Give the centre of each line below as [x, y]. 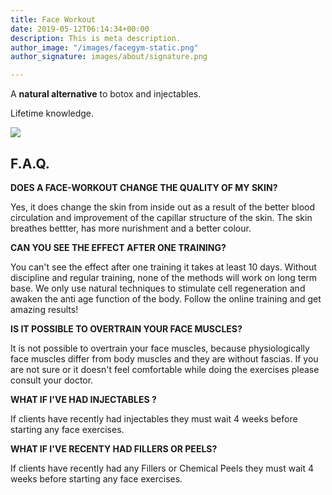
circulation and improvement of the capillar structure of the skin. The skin [161, 217]
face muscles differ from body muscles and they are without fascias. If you [164, 358]
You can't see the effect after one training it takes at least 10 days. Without [163, 267]
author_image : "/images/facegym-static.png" [104, 47]
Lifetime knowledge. [52, 113]
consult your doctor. [52, 380]
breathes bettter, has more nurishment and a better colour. [131, 228]
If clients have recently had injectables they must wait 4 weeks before [154, 418]
